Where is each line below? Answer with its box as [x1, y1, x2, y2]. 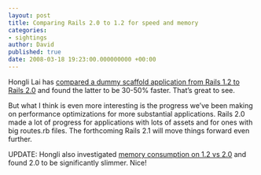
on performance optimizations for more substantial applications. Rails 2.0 [8, 109, 245, 118]
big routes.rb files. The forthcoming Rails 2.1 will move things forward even [8, 125, 250, 135]
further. [8, 134, 33, 143]
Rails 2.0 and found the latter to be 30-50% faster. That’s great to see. [8, 85, 236, 95]
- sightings [8, 33, 47, 42]
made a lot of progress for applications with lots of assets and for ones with [8, 117, 253, 127]
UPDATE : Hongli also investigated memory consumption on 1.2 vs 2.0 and [8, 149, 247, 158]
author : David [8, 41, 55, 49]
